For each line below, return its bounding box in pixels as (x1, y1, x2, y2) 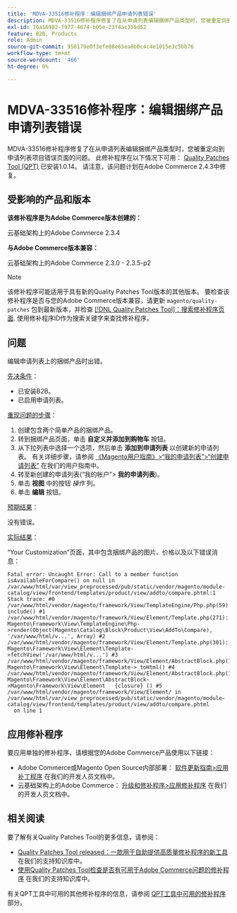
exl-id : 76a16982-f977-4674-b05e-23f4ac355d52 (7, 23, 147, 30)
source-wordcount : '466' (7, 57, 80, 64)
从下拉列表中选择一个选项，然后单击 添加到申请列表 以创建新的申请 (17, 444, 213, 452)
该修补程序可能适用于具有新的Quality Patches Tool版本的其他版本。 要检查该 (7, 287, 230, 296)
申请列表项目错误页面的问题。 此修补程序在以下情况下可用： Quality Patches (7, 153, 230, 161)
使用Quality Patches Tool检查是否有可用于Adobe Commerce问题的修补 (17, 865, 224, 874)
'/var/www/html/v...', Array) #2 (7, 633, 106, 641)
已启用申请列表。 (17, 396, 68, 404)
